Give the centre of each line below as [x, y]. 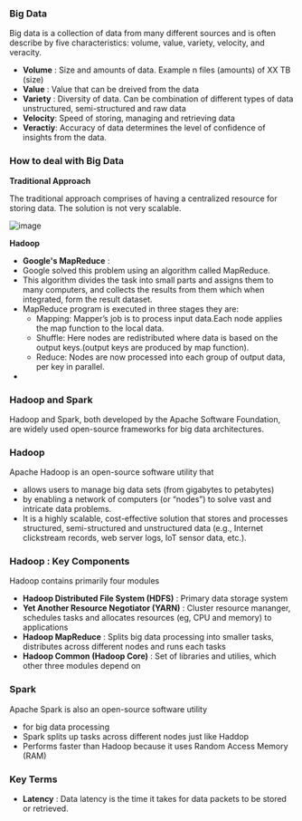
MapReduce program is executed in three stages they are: [131, 309]
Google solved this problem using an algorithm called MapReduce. [146, 270]
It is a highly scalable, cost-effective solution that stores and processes [155, 518]
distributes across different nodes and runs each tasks [124, 647]
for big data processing [66, 727]
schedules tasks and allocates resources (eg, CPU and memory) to [147, 618]
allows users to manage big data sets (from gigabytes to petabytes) [148, 490]
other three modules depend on [81, 666]
